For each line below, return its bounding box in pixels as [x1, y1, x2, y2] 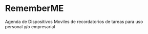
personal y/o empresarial [5, 23, 55, 29]
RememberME [5, 3, 64, 14]
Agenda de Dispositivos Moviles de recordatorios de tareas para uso [5, 19, 143, 24]
